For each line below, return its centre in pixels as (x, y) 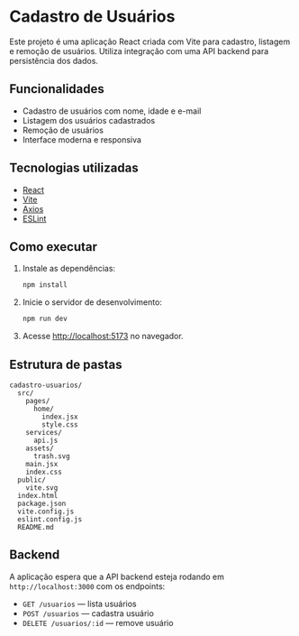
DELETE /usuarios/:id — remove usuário (98, 622)
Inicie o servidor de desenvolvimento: (92, 302)
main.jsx (42, 464)
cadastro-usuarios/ (46, 385)
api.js (45, 440)
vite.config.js (46, 512)
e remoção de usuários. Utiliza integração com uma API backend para (139, 51)
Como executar (53, 247)
